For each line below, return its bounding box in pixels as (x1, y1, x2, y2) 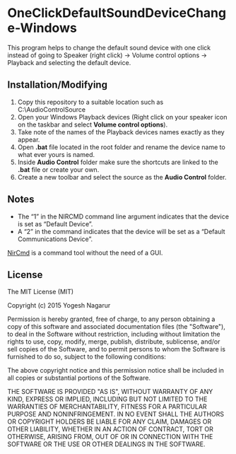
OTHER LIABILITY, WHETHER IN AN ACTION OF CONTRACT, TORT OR (7, 425, 213, 433)
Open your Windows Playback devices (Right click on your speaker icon (17, 112, 228, 121)
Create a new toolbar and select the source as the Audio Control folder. (17, 173, 227, 181)
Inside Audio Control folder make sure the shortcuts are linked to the (17, 158, 219, 166)
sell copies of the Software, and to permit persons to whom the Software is (7, 345, 226, 354)
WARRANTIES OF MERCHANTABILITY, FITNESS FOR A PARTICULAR (7, 402, 207, 411)
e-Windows (7, 20, 78, 36)
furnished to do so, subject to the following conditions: (7, 352, 166, 361)
